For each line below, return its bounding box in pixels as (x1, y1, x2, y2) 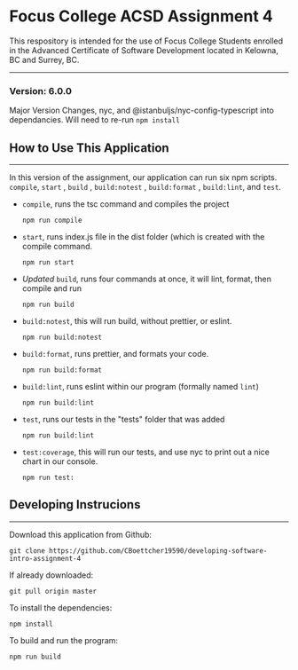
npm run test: (21, 473, 74, 483)
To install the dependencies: (9, 602, 113, 613)
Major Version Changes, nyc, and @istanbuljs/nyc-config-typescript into (9, 105, 275, 116)
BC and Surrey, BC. (9, 54, 80, 65)
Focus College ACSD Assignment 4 (9, 6, 273, 27)
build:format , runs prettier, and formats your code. (21, 349, 209, 359)
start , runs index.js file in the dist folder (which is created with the (21, 232, 265, 242)
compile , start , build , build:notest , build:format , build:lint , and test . (9, 182, 282, 193)
